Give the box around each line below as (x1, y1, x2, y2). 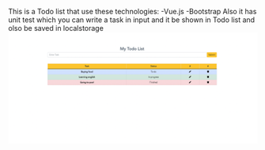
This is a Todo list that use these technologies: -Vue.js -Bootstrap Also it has (8, 7, 257, 16)
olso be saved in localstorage (8, 24, 104, 32)
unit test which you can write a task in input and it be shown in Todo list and (8, 15, 256, 24)
